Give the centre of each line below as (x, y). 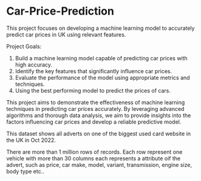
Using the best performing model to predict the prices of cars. (93, 90)
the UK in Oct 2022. (31, 140)
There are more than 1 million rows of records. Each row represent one (94, 152)
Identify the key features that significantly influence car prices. (94, 71)
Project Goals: (24, 46)
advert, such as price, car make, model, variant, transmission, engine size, (99, 165)
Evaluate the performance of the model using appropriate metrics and (102, 77)
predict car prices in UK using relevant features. (66, 34)
